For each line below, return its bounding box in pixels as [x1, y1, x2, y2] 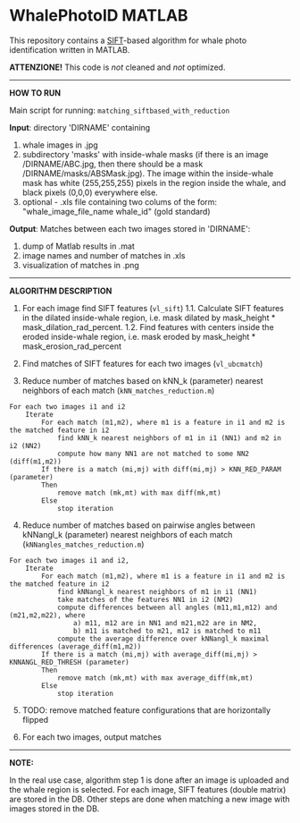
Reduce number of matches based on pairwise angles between [21, 520, 256, 530]
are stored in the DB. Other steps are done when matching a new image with [9, 793, 290, 804]
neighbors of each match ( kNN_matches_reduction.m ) [21, 385, 215, 395]
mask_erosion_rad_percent [21, 341, 122, 352]
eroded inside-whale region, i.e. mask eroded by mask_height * [21, 331, 256, 342]
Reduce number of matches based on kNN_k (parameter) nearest [21, 375, 263, 386]
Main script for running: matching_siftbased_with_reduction [9, 105, 230, 115]
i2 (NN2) [9, 441, 42, 450]
